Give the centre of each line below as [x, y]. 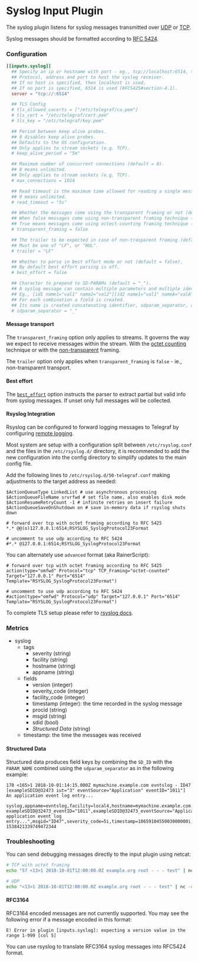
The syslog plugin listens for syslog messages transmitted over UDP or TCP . [99, 27]
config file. [19, 464]
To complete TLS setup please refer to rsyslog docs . [70, 613]
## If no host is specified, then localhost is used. [79, 83]
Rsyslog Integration [31, 414]
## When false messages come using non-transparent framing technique [100, 219]
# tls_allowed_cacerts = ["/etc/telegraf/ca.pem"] [75, 110]
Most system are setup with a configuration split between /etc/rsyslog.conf [99, 445]
